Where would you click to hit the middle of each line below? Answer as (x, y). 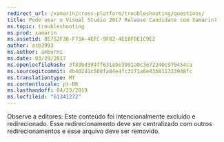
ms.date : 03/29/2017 (37, 59)
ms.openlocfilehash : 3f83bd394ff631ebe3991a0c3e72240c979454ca (100, 65)
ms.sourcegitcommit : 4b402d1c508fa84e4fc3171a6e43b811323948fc (100, 71)
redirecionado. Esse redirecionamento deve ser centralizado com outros (110, 124)
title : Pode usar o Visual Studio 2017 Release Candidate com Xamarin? (112, 20)
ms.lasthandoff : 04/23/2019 (48, 90)
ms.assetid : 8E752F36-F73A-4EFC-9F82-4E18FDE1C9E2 (81, 39)
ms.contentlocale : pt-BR (43, 84)
